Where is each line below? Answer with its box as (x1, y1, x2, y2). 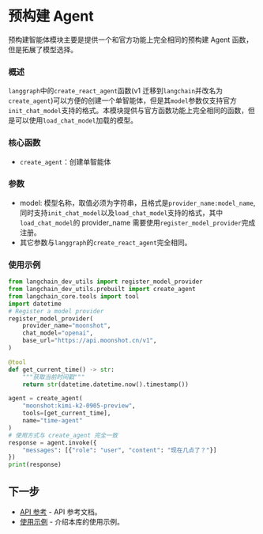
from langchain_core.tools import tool (8, 292, 140, 301)
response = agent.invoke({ (8, 438, 97, 447)
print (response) (8, 460, 62, 469)
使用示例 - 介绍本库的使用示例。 (19, 517, 125, 526)
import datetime (8, 300, 62, 308)
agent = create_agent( (8, 395, 83, 403)
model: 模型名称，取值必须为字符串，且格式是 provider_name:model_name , (19, 198, 256, 207)
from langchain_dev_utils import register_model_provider (8, 278, 203, 286)
